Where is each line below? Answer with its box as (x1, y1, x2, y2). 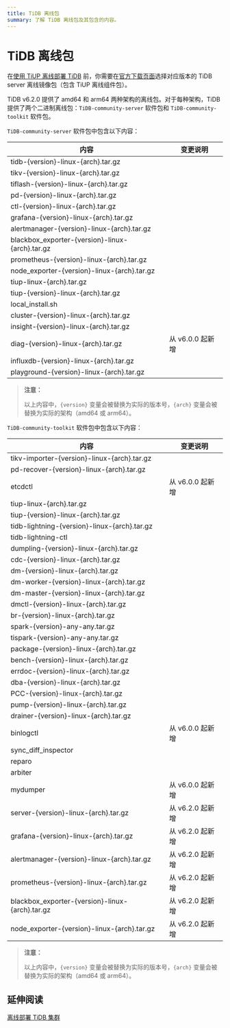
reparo (10, 757, 32, 766)
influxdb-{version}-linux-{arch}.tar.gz (10, 356, 135, 366)
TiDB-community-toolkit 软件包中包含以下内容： (7, 424, 142, 432)
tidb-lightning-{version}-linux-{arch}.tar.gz (10, 521, 153, 531)
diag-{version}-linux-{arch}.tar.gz (10, 339, 123, 349)
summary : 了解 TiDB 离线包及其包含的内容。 (7, 16, 120, 23)
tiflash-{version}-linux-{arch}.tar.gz (10, 179, 128, 189)
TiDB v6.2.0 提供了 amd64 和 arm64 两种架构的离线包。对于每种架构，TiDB (7, 95, 220, 104)
